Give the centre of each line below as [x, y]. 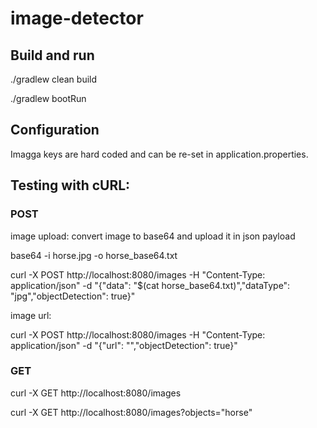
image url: [31, 315]
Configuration [55, 130]
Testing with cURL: [70, 185]
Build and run [52, 55]
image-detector [77, 18]
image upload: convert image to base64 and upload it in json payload [153, 236]
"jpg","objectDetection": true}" [73, 296]
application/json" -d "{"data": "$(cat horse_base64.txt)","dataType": [150, 285]
